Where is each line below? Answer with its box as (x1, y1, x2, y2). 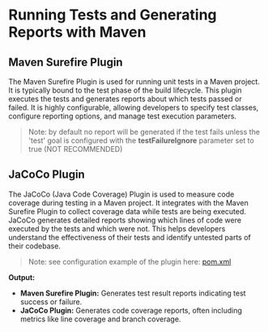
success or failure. (19, 296, 83, 306)
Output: (8, 272, 35, 282)
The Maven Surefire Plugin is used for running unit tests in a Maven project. (8, 77, 261, 86)
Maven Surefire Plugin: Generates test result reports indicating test (19, 288, 246, 298)
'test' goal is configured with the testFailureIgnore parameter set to (28, 136, 255, 145)
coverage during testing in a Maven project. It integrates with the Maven (8, 197, 249, 208)
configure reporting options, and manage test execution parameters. (8, 111, 237, 121)
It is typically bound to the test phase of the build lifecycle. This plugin (8, 85, 242, 95)
